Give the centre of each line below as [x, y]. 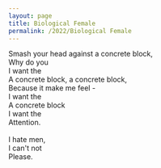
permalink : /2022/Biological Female [70, 31]
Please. [21, 157]
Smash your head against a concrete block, [81, 54]
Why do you [28, 62]
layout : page [30, 16]
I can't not [25, 148]
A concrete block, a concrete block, [68, 80]
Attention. [25, 123]
